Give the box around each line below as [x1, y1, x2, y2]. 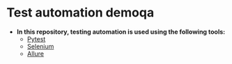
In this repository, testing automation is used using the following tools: [16, 28, 226, 36]
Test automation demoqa [6, 5, 155, 21]
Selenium [26, 42, 54, 50]
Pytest [26, 34, 46, 43]
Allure [26, 50, 45, 58]
